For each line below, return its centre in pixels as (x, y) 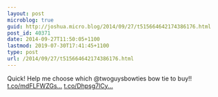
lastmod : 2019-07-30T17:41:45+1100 (58, 46)
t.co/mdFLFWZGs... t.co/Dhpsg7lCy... (60, 86)
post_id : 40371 (29, 33)
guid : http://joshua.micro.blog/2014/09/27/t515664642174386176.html (109, 26)
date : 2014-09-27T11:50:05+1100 (53, 39)
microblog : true (30, 20)
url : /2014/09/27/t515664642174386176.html (71, 59)
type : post (23, 53)
